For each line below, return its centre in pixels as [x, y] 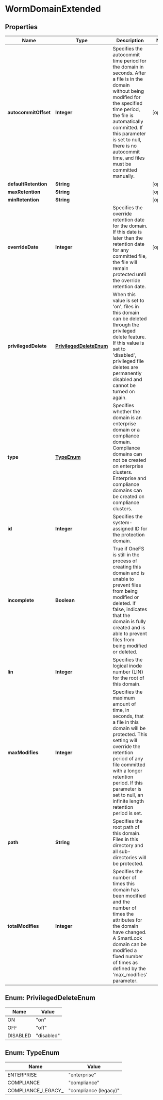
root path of [126, 827]
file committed [129, 765]
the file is [123, 115]
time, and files [129, 158]
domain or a [126, 430]
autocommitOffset [29, 112]
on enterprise [128, 466]
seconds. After [130, 73]
